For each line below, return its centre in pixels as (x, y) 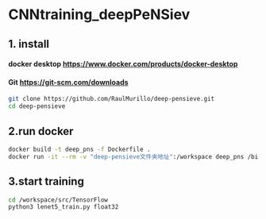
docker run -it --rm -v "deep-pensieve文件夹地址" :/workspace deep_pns (126, 156)
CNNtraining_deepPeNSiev (99, 15)
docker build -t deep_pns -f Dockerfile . (79, 149)
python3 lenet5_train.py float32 (64, 207)
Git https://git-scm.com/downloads (68, 82)
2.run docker (41, 131)
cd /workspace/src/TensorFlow (58, 200)
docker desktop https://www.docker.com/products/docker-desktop (123, 64)
